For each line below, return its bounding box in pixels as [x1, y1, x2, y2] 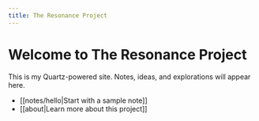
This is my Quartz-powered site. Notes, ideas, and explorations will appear [8, 72, 251, 81]
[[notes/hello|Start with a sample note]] [19, 96, 148, 105]
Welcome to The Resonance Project [8, 45, 247, 63]
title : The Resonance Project [8, 11, 108, 20]
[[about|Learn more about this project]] [19, 104, 148, 113]
